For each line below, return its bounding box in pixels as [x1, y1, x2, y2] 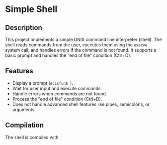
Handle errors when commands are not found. [12, 91, 107, 97]
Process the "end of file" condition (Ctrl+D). [12, 96, 102, 102]
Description [5, 23, 42, 32]
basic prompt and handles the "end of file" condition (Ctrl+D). [5, 52, 132, 58]
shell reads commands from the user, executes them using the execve [5, 42, 148, 48]
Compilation [5, 121, 44, 130]
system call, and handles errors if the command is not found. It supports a [5, 47, 157, 53]
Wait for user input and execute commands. [12, 85, 102, 91]
